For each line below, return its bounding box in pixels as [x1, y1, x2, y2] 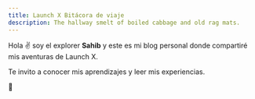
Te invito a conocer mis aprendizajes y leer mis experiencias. [8, 67, 206, 76]
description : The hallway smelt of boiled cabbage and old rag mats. [8, 19, 241, 27]
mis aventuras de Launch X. [8, 51, 98, 61]
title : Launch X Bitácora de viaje [8, 11, 125, 19]
